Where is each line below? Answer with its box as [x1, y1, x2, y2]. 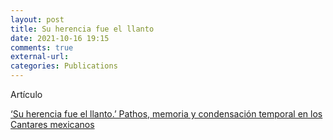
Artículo [10, 89, 43, 100]
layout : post [10, 14, 65, 25]
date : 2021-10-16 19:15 [10, 33, 110, 43]
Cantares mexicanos [10, 119, 95, 130]
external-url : [10, 52, 70, 62]
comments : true [10, 42, 74, 53]
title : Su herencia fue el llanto [10, 24, 155, 34]
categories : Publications [10, 61, 118, 71]
